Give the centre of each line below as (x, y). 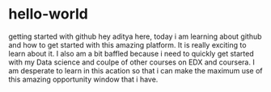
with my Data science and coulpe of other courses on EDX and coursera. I (131, 62)
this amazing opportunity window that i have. (83, 79)
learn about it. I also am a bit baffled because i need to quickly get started (131, 53)
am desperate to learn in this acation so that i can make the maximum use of (135, 70)
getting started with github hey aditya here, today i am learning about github (135, 36)
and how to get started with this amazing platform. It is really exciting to (127, 44)
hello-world (49, 14)
